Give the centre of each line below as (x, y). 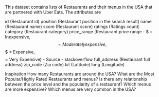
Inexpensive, (18, 37)
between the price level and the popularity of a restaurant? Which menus (78, 84)
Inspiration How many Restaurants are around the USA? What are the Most (80, 74)
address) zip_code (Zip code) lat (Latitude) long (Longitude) (65, 64)
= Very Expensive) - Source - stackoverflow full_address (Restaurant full (78, 59)
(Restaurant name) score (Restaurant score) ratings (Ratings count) (72, 27)
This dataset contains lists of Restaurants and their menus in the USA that (79, 7)
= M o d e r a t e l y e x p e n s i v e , (82, 44)
